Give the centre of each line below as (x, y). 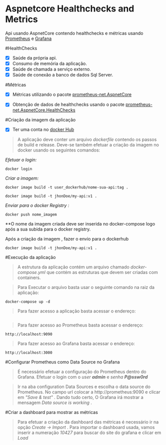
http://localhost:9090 (29, 334)
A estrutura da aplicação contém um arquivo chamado (73, 267)
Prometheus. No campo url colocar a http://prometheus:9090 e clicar (89, 392)
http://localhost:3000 (29, 353)
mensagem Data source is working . (55, 402)
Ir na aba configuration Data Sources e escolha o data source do (84, 387)
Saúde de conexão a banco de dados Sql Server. (63, 75)
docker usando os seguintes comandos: (59, 150)
